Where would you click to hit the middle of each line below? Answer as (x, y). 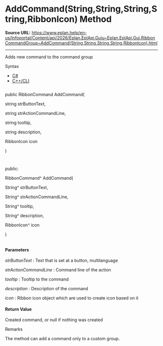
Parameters (17, 250)
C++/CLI (21, 80)
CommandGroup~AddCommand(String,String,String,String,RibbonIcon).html (81, 43)
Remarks (14, 329)
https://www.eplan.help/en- (59, 32)
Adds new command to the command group (49, 57)
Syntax (12, 66)
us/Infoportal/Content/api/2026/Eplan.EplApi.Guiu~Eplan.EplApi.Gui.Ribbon (80, 38)
